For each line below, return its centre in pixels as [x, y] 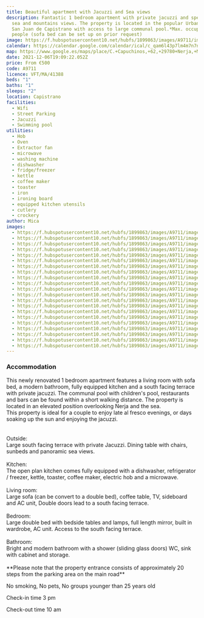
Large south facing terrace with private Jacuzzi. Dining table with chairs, [97, 445]
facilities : [21, 102]
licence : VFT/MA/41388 [35, 74]
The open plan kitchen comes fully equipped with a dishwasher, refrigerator [101, 470]
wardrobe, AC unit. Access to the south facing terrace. [74, 529]
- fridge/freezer [34, 170]
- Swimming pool [32, 125]
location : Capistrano [34, 97]
